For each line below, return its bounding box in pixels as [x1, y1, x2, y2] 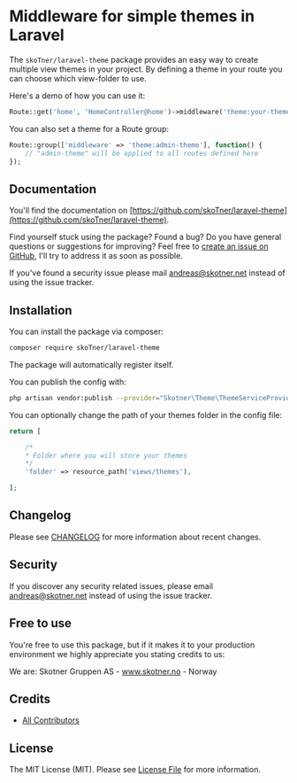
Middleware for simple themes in [9, 6, 255, 27]
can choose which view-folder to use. [9, 73, 148, 83]
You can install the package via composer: [9, 326, 164, 337]
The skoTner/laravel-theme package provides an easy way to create [9, 54, 259, 65]
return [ [9, 427, 42, 436]
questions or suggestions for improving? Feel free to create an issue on [9, 241, 269, 252]
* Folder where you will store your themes [25, 451, 188, 460]
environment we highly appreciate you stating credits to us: [9, 648, 225, 659]
